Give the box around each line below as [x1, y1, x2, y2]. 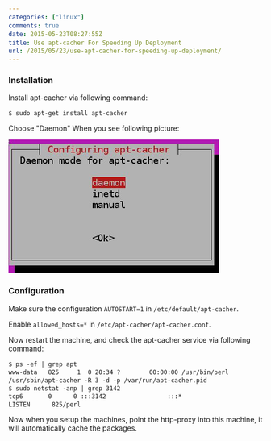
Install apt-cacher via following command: [8, 93, 148, 102]
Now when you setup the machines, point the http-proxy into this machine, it [8, 414, 263, 424]
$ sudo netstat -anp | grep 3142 [8, 384, 121, 393]
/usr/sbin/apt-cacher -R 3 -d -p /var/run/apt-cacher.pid [8, 376, 207, 385]
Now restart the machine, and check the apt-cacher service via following [8, 335, 252, 344]
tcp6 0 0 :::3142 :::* [8, 392, 182, 401]
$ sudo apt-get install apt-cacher [8, 110, 128, 118]
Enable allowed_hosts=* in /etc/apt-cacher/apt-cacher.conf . [8, 319, 211, 329]
